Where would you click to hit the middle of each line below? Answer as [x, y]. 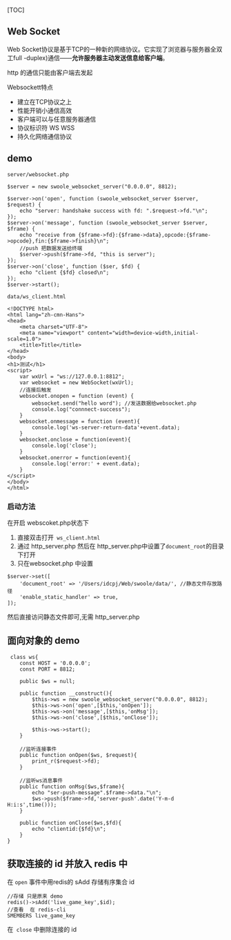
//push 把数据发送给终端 [51, 248]
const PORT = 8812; [48, 669]
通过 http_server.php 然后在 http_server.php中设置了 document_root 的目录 [120, 546]
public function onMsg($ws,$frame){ [72, 787]
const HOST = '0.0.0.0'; [55, 663]
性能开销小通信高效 [44, 111]
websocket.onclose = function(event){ [75, 439]
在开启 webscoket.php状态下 [48, 522]
